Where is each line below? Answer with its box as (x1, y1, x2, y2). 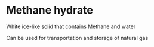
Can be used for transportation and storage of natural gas (6, 34, 149, 41)
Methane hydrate (6, 4, 94, 17)
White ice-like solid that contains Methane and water (6, 23, 136, 30)
